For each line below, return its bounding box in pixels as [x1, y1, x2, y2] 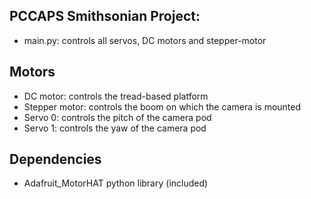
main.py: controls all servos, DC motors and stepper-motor [23, 34, 267, 46]
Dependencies [9, 151, 102, 168]
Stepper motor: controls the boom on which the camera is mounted [23, 100, 302, 113]
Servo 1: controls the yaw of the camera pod [23, 122, 207, 134]
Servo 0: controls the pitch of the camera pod [23, 111, 212, 123]
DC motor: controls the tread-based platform [23, 90, 209, 102]
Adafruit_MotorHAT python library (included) [23, 177, 209, 189]
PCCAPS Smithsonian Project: [9, 8, 201, 25]
